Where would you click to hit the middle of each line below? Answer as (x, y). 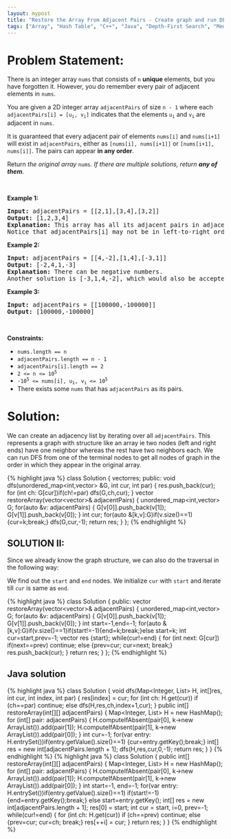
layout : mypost (29, 13)
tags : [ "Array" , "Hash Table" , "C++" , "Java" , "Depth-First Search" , (109, 26)
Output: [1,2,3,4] (38, 218)
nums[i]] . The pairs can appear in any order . (70, 150)
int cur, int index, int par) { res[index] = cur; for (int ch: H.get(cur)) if (102, 697)
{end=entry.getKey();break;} (47, 800)
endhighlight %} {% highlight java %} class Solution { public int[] (99, 756)
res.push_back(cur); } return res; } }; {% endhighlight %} (87, 652)
